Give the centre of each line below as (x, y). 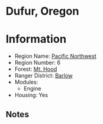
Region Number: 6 (37, 63)
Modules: (26, 82)
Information (36, 39)
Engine (32, 89)
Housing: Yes (31, 95)
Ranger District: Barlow (44, 76)
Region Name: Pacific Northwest (55, 56)
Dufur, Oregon (43, 11)
